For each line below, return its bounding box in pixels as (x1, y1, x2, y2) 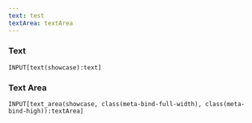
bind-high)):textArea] (8, 107, 84, 116)
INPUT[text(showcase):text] (8, 63, 102, 72)
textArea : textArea (8, 19, 74, 27)
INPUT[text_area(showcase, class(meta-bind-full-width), (8, 101, 202, 109)
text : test (8, 11, 45, 20)
